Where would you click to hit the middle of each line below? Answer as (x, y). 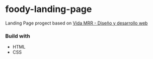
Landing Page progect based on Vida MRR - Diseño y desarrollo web (76, 23)
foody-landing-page (49, 9)
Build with (18, 36)
